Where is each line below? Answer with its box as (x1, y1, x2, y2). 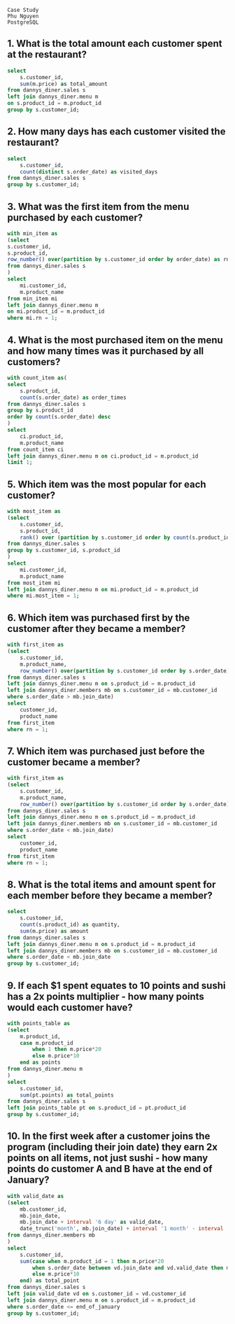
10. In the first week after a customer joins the (7, 1130, 211, 1142)
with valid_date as (7, 1192, 64, 1199)
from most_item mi (7, 579, 61, 586)
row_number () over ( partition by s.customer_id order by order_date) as (7, 256, 220, 263)
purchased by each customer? (7, 211, 143, 223)
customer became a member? (7, 756, 141, 768)
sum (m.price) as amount (20, 927, 90, 934)
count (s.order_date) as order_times (20, 394, 127, 401)
